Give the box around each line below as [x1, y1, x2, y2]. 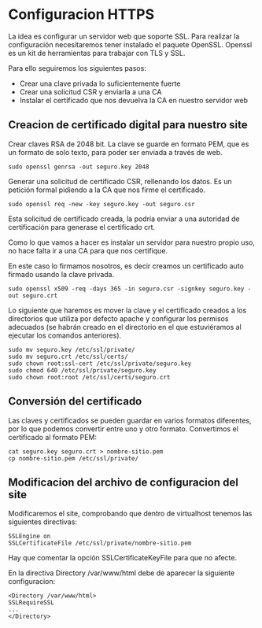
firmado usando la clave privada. [8, 269, 115, 279]
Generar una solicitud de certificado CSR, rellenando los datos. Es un [8, 176, 232, 186]
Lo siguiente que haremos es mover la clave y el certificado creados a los [8, 305, 247, 315]
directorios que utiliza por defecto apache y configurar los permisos [8, 313, 229, 323]
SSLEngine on [8, 533, 51, 541]
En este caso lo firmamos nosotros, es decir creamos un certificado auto [8, 261, 244, 271]
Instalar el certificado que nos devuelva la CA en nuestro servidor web [19, 95, 249, 105]
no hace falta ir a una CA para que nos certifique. [8, 246, 168, 255]
